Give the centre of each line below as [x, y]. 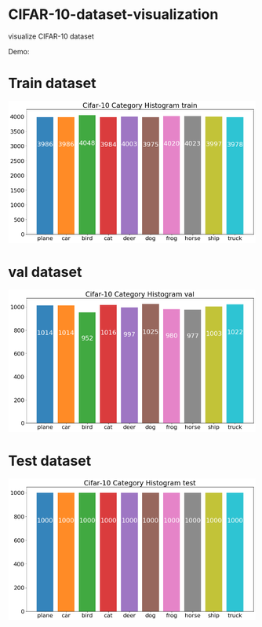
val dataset [45, 272]
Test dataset [50, 461]
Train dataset [52, 83]
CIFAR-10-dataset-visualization [113, 15]
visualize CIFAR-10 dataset [51, 36]
